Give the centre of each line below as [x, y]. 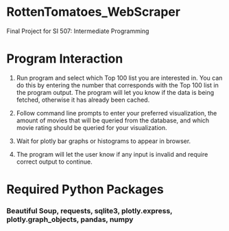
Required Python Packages [85, 189]
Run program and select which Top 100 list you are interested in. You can [119, 78]
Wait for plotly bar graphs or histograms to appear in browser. [104, 141]
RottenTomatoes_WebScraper [94, 12]
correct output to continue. [55, 162]
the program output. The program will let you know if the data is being [115, 92]
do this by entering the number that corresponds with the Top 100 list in [117, 85]
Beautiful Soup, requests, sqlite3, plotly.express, [89, 210]
